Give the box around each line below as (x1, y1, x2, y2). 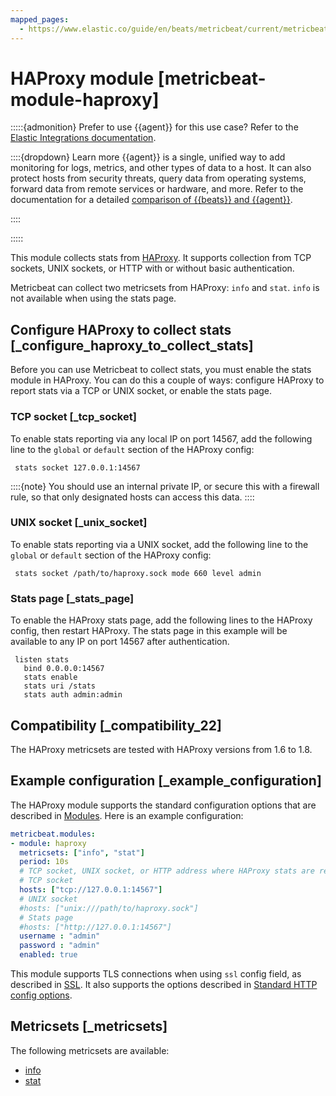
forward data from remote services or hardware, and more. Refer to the (10, 183, 304, 195)
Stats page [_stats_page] (10, 591, 135, 605)
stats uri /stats (23, 681, 97, 691)
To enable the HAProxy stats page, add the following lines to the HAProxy (10, 614, 313, 626)
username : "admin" (19, 931, 101, 941)
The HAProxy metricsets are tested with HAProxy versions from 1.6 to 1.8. (10, 743, 313, 755)
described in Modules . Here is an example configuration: (10, 809, 244, 821)
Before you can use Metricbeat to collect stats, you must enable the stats (10, 364, 312, 376)
